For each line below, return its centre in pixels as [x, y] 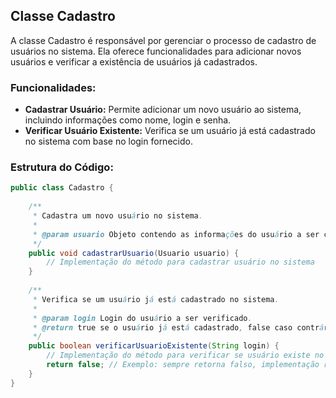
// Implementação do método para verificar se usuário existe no [185, 355]
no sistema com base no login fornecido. [108, 141]
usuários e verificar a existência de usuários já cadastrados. [134, 61]
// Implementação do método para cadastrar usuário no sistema [180, 262]
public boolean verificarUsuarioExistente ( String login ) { [154, 346]
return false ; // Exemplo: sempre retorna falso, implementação [183, 365]
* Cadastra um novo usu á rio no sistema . [117, 216]
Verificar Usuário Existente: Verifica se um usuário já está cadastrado [170, 131]
